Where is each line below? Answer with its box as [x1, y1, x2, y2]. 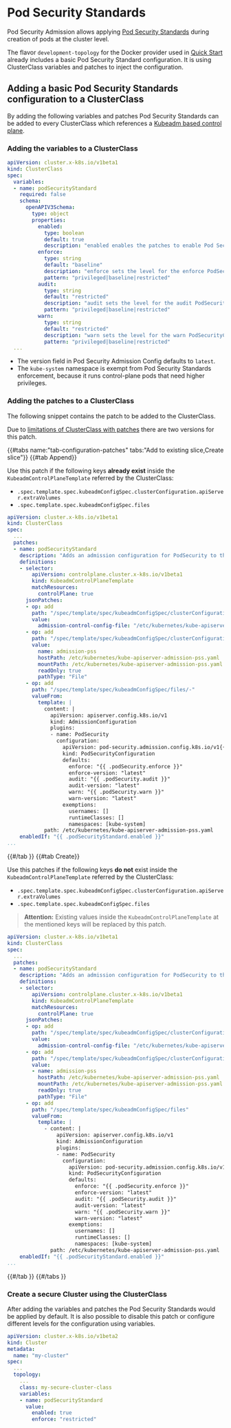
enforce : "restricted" [32, 1416, 97, 1423]
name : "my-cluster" [13, 1352, 69, 1359]
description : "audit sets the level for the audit [43, 300, 192, 307]
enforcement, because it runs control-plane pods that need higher [16, 371, 205, 380]
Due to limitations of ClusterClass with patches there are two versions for [7, 425, 214, 433]
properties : [32, 217, 67, 224]
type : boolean [43, 229, 85, 237]
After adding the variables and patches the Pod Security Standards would [7, 1305, 216, 1313]
